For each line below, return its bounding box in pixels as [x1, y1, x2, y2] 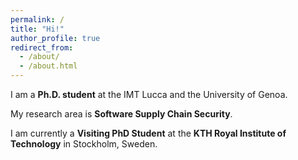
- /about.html [19, 61, 78, 71]
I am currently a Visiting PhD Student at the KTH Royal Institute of [10, 127, 287, 139]
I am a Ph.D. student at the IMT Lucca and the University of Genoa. [10, 89, 288, 100]
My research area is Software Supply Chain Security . [10, 108, 233, 120]
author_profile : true [10, 33, 101, 43]
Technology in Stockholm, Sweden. [10, 138, 158, 150]
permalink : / [10, 14, 65, 25]
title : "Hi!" [10, 24, 65, 34]
